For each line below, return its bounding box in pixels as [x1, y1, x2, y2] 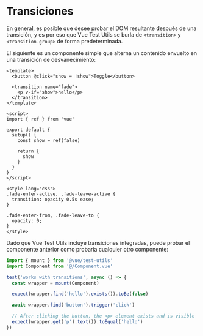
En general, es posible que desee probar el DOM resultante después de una [6, 24, 197, 32]
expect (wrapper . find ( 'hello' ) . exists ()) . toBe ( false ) [12, 291, 149, 297]
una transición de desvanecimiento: [6, 56, 96, 63]
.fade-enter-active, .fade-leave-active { [6, 191, 116, 197]
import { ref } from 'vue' [6, 116, 75, 122]
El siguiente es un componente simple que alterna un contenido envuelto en [6, 49, 197, 56]
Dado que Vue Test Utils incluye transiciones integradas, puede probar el [6, 239, 190, 246]
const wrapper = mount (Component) [12, 280, 99, 286]
